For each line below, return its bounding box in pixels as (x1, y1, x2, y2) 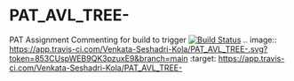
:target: (189, 53, 217, 63)
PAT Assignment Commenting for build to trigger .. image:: (9, 34, 277, 45)
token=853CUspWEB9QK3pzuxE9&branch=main (9, 53, 188, 63)
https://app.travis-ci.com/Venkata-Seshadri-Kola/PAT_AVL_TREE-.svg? (9, 43, 268, 54)
